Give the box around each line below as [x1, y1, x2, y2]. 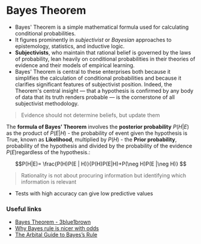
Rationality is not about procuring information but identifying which [20, 171, 187, 179]
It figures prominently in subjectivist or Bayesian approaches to [14, 36, 172, 43]
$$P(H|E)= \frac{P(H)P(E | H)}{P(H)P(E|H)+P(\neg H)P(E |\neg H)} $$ [14, 160, 187, 167]
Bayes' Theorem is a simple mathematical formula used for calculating [14, 23, 189, 31]
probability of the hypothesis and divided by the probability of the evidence [6, 142, 193, 149]
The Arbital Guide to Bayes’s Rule [14, 231, 98, 239]
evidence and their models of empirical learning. [14, 61, 135, 69]
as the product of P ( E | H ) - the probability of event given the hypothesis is [6, 129, 188, 137]
